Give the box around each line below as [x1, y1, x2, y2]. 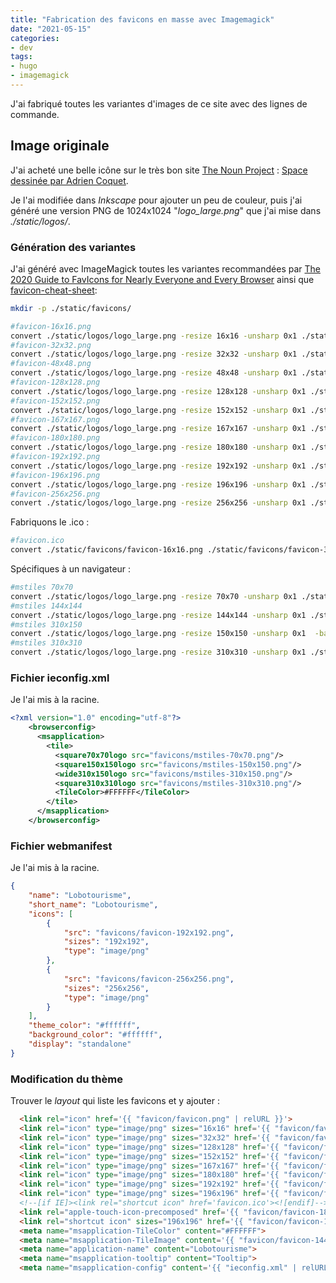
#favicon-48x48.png [10, 359, 92, 369]
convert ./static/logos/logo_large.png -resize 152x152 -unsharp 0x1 [10, 405, 307, 415]
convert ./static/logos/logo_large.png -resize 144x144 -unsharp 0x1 [10, 610, 307, 620]
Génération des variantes [10, 240, 137, 254]
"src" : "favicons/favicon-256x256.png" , [63, 974, 235, 984]
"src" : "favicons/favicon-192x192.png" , [63, 927, 235, 938]
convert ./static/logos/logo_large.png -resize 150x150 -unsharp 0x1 [10, 629, 307, 639]
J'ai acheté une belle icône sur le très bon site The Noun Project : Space [10, 164, 308, 176]
